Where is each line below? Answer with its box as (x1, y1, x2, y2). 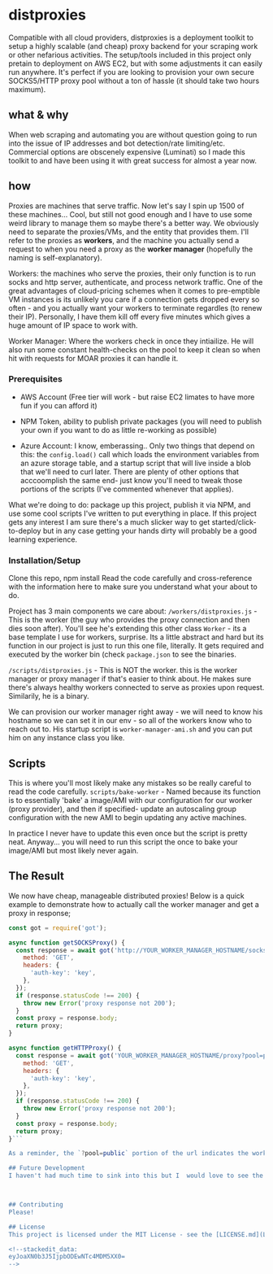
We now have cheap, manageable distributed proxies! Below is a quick (8, 891, 245, 901)
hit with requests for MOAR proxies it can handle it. (8, 353, 179, 363)
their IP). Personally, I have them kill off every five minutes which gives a (8, 312, 250, 321)
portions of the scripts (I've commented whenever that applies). (19, 484, 234, 494)
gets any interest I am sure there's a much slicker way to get (8, 517, 210, 526)
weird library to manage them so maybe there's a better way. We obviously (8, 218, 259, 228)
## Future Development (8, 1164, 85, 1172)
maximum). (8, 84, 46, 94)
